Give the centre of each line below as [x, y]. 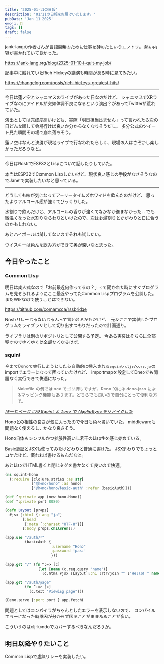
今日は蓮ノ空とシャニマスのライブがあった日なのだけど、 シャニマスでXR [79, 97]
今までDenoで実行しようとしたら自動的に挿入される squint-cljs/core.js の [80, 366]
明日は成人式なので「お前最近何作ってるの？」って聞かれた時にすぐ [73, 287]
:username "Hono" [69, 547]
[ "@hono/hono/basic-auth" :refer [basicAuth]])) [82, 488]
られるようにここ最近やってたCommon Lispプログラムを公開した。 [89, 293]
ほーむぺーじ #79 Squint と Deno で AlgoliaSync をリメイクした [69, 411]
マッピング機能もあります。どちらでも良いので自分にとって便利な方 [89, 395]
